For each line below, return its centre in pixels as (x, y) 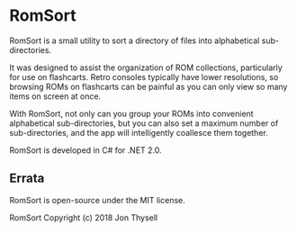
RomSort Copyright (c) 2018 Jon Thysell (84, 218)
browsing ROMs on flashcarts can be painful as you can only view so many (148, 86)
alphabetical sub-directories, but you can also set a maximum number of (144, 123)
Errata (27, 178)
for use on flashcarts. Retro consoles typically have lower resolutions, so (144, 76)
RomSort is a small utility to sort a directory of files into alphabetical (135, 40)
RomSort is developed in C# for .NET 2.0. (85, 150)
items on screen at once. (55, 96)
